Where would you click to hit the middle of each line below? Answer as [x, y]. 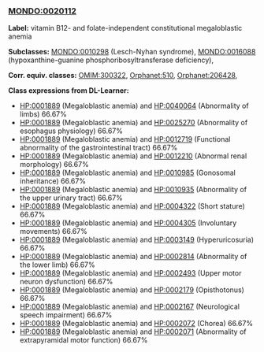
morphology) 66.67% [54, 165]
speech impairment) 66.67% [66, 315]
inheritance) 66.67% [53, 181]
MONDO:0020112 [43, 11]
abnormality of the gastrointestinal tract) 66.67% [99, 148]
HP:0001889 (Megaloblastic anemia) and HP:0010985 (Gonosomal [128, 173]
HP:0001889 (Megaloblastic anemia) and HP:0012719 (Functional [125, 139]
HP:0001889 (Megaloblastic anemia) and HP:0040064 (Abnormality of [134, 106]
